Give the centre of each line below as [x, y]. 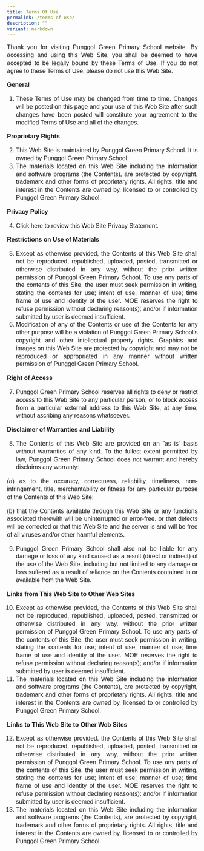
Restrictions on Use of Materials [53, 240]
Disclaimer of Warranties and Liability [61, 430]
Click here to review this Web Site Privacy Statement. [87, 226]
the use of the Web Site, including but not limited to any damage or [107, 565]
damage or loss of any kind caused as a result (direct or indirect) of [107, 557]
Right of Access [30, 378]
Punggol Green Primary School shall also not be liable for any [107, 548]
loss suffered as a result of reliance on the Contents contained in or [107, 572]
